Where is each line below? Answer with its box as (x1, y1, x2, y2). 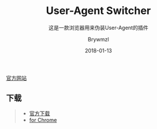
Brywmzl (87, 36, 110, 43)
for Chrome (29, 116, 57, 123)
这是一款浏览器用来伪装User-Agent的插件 (49, 24, 148, 31)
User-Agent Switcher (46, 4, 151, 18)
